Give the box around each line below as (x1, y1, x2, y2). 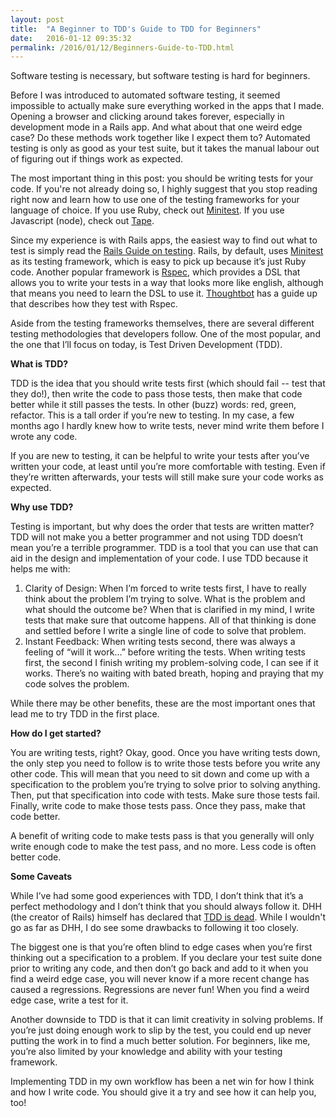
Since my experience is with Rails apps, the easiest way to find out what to (10, 234, 318, 246)
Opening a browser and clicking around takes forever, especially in (10, 111, 285, 123)
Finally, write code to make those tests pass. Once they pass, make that (10, 800, 306, 812)
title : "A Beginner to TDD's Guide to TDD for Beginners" (10, 24, 262, 34)
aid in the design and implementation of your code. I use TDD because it (10, 552, 309, 565)
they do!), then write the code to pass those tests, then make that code (10, 388, 303, 400)
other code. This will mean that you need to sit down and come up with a (10, 768, 310, 780)
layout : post (10, 14, 65, 25)
